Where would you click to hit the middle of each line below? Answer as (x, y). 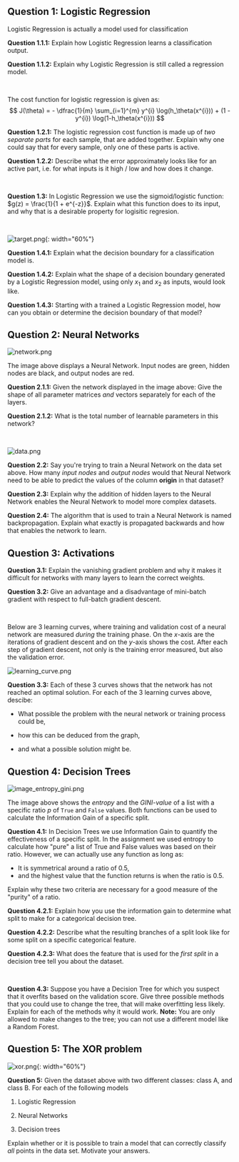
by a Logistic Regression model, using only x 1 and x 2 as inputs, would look (117, 282)
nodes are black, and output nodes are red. (71, 373)
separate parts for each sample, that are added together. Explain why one (116, 139)
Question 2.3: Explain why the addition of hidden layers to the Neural (110, 494)
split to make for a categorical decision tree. (72, 919)
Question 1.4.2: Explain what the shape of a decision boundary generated (116, 274)
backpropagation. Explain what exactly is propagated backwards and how (116, 523)
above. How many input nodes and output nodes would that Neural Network (119, 473)
